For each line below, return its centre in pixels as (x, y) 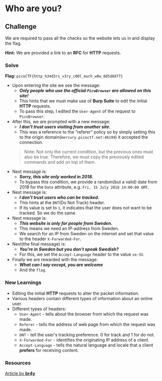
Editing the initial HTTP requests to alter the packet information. (76, 293)
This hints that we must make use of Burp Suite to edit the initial (83, 101)
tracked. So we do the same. (48, 213)
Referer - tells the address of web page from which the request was (87, 324)
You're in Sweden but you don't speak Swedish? (69, 249)
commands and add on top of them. (60, 162)
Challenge (21, 27)
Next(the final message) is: (39, 244)
